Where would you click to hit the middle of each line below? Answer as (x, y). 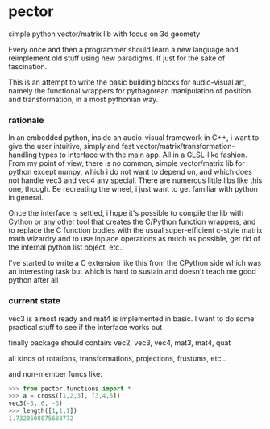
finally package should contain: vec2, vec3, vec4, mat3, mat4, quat (120, 342)
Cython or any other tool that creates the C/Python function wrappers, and (132, 222)
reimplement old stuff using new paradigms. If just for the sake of (117, 58)
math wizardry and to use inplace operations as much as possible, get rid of (134, 239)
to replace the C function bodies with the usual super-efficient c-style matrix (135, 230)
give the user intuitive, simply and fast (71, 146)
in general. (26, 198)
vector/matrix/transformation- (185, 146)
